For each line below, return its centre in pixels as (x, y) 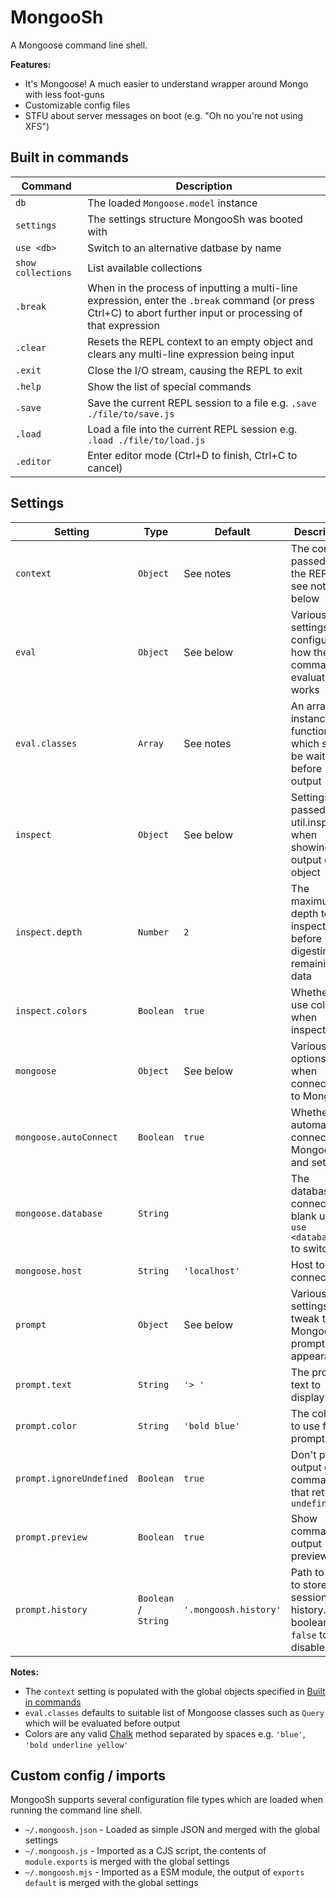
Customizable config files (77, 105)
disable (307, 1647)
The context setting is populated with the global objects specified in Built (175, 1691)
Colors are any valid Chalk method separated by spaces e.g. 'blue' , (165, 1733)
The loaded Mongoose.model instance (172, 203)
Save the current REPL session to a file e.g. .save (202, 403)
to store (309, 1584)
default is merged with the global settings (111, 1883)
